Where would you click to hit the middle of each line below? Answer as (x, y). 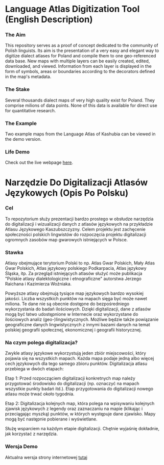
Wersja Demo (22, 446)
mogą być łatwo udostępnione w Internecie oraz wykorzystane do (72, 314)
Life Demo (17, 152)
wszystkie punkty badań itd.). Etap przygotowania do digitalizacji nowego (79, 389)
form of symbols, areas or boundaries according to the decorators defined (80, 72)
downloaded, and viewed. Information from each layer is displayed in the (78, 66)
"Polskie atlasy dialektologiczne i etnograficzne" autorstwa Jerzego (73, 279)
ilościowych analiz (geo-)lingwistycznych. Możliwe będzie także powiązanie (82, 319)
